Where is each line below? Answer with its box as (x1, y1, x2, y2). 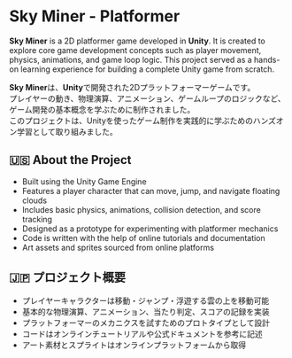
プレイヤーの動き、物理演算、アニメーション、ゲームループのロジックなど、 (9, 93, 286, 104)
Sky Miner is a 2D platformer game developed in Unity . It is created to (9, 35, 265, 46)
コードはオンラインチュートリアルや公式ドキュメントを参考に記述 (21, 328, 263, 339)
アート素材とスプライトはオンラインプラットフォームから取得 (21, 339, 247, 350)
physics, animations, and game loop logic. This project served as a (9, 54, 252, 65)
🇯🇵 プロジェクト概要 (9, 270, 127, 285)
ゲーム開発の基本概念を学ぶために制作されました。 (9, 104, 196, 114)
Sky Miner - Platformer (9, 6, 181, 27)
